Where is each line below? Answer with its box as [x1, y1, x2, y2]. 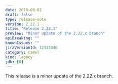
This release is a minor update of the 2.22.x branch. [5, 73, 113, 79]
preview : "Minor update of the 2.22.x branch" [5, 31, 105, 36]
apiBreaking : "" [5, 36, 40, 41]
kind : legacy [5, 54, 33, 60]
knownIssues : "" [5, 40, 40, 46]
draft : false [5, 12, 33, 17]
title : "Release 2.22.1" [5, 26, 58, 31]
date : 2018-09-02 [5, 7, 42, 13]
